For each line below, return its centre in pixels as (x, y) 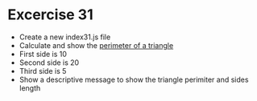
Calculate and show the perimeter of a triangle (96, 45)
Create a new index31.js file (65, 37)
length (30, 88)
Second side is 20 (49, 63)
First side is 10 (43, 54)
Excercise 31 (50, 15)
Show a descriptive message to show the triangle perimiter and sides (134, 79)
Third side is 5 (43, 71)
